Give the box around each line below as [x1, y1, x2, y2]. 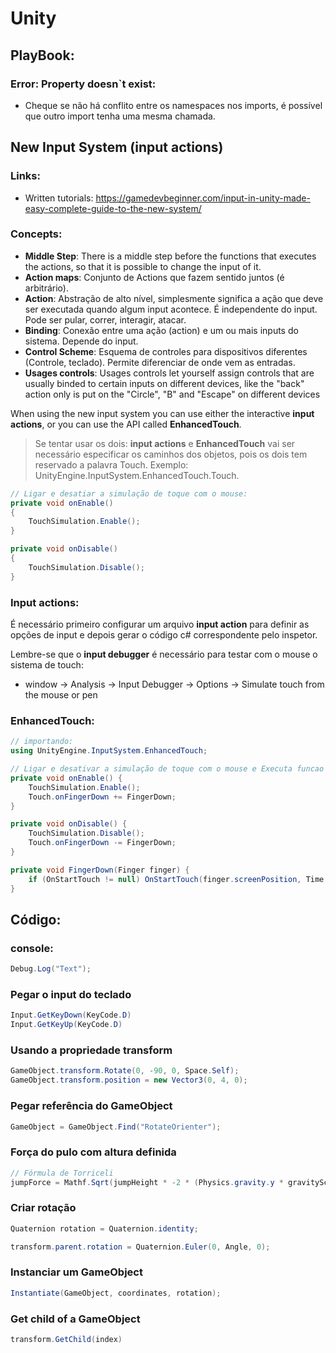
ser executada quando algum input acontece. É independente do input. [24, 303, 318, 315]
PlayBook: [10, 47, 75, 64]
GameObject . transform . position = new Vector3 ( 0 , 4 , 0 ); [10, 1075, 248, 1086]
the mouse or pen [24, 689, 98, 701]
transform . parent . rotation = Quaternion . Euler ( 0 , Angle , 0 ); [10, 1242, 271, 1252]
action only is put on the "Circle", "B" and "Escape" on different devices [24, 388, 321, 400]
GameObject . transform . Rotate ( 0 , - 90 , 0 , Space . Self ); [10, 1066, 240, 1076]
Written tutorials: [24, 192, 94, 204]
